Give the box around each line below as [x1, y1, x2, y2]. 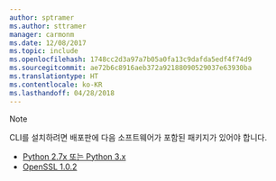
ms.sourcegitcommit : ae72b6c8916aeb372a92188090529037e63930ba [9, 64, 253, 73]
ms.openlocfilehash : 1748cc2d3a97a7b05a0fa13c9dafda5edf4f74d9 [9, 55, 253, 64]
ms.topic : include [9, 47, 78, 56]
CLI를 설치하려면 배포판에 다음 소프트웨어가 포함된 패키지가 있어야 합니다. [9, 131, 268, 142]
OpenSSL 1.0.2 [22, 161, 78, 172]
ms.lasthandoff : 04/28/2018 [9, 88, 115, 97]
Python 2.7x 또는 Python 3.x [22, 150, 126, 162]
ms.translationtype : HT [9, 72, 99, 81]
